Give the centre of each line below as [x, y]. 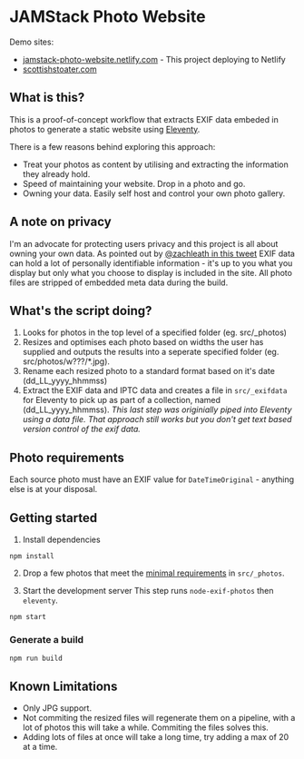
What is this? [47, 98]
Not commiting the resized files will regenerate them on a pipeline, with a [159, 718]
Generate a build [47, 639]
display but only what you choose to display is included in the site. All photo [151, 272]
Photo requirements [67, 457]
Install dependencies [62, 539]
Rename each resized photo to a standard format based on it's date [148, 371]
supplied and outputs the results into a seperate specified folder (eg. [151, 352]
